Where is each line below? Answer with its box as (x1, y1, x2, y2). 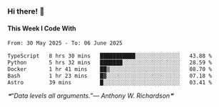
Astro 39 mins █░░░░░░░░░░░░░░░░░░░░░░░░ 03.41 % (7, 79, 213, 86)
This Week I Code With (7, 24, 76, 33)
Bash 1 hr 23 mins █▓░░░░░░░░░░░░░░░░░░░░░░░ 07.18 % (7, 72, 213, 79)
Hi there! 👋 (7, 6, 45, 16)
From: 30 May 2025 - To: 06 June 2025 (7, 40, 123, 47)
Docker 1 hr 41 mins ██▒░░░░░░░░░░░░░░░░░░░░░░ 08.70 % (7, 65, 213, 73)
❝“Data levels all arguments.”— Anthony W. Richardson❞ (7, 91, 173, 100)
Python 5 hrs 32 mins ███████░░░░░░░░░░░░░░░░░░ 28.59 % (7, 59, 213, 66)
